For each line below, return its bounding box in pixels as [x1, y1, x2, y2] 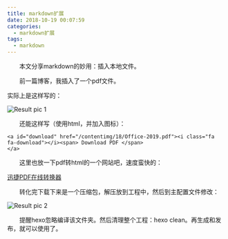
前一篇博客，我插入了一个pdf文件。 [19, 77, 120, 85]
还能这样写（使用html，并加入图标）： [19, 119, 126, 128]
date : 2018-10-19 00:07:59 [7, 17, 85, 23]
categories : [7, 23, 41, 30]
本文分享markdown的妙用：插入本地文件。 [19, 62, 140, 70]
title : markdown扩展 [7, 10, 64, 17]
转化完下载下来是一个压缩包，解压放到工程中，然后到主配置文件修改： [19, 188, 219, 195]
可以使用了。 [25, 224, 62, 232]
